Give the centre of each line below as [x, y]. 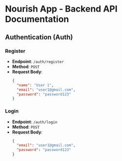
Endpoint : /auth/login [35, 122]
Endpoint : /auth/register [38, 61]
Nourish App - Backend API [61, 9]
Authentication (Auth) [39, 37]
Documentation [37, 19]
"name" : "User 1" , [35, 85]
